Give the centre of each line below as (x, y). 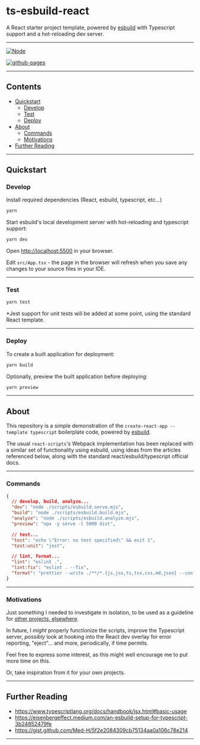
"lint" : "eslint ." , (37, 562)
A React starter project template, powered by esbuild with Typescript (90, 27)
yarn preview (22, 387)
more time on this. (28, 661)
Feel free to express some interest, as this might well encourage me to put (97, 655)
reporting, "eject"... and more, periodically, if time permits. (77, 643)
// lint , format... (36, 557)
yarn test (18, 302)
